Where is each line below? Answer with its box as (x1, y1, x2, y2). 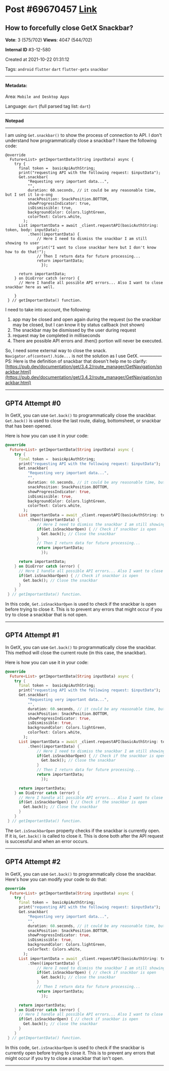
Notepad (5, 118, 24, 124)
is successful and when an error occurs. (5, 838, 89, 844)
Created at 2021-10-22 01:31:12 (5, 56, 69, 62)
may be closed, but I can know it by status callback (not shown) (12, 322, 145, 328)
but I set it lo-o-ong (5, 192, 53, 197)
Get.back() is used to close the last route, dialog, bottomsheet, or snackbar (5, 418, 161, 424)
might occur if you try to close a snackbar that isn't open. (5, 1055, 124, 1061)
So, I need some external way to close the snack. (5, 348, 107, 354)
